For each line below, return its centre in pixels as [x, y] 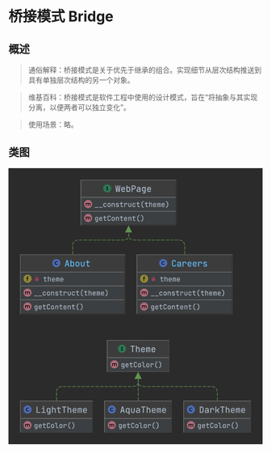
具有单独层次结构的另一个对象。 [81, 80]
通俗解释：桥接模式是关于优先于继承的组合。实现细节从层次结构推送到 [145, 70]
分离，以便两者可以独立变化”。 [79, 107]
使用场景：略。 [53, 125]
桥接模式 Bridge [61, 17]
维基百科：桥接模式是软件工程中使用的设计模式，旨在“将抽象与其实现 [143, 97]
